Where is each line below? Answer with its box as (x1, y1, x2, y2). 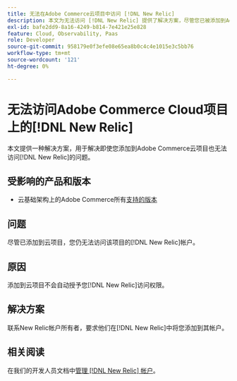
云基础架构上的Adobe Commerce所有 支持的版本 (17, 195, 157, 204)
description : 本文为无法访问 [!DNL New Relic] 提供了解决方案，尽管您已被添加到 (7, 17, 226, 24)
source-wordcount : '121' (7, 56, 80, 64)
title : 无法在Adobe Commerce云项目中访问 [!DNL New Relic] (7, 10, 175, 18)
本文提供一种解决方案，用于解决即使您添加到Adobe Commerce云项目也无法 (7, 144, 227, 152)
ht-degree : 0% (7, 63, 49, 70)
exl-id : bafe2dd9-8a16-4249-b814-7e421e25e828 (7, 23, 147, 30)
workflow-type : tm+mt (7, 50, 71, 57)
